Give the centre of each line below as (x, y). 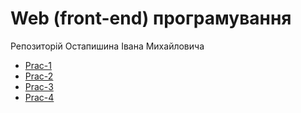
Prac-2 (39, 76)
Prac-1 (38, 65)
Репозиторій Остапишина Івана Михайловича (107, 46)
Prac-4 (39, 97)
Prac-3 (39, 86)
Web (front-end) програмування (151, 18)
